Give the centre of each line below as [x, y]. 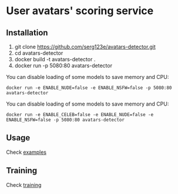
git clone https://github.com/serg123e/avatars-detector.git [85, 47]
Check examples [26, 152]
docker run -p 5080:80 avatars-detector [63, 65]
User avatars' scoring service [80, 11]
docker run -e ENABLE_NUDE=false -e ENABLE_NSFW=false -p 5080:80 [89, 88]
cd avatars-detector [39, 53]
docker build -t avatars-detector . [55, 59]
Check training [24, 185]
